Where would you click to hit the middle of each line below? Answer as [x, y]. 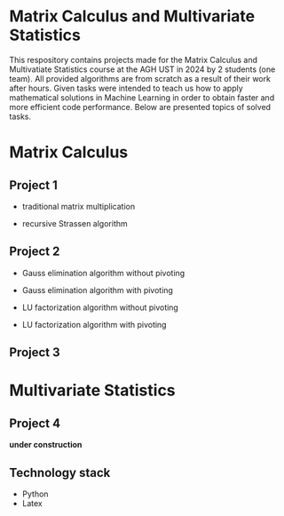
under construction [46, 445]
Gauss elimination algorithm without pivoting [103, 273]
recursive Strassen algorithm [75, 223]
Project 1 [33, 185]
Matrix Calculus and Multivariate [132, 16]
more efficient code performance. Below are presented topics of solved [140, 107]
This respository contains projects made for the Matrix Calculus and [134, 60]
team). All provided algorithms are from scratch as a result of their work [140, 78]
